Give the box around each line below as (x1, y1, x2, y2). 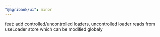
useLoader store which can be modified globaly (5, 26, 103, 32)
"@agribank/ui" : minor (5, 7, 52, 12)
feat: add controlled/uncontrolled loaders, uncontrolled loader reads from (5, 21, 155, 27)
